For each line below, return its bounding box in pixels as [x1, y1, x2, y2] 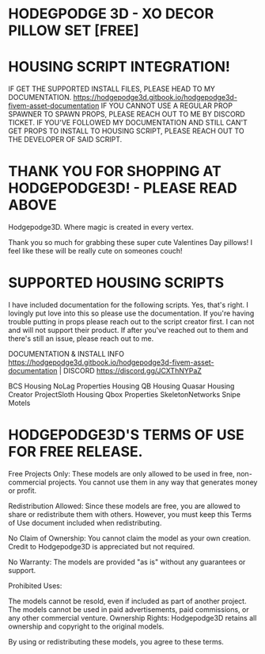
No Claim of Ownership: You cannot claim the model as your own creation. [8, 533, 252, 543]
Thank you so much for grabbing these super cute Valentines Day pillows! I [8, 238, 253, 247]
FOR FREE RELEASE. [8, 443, 143, 461]
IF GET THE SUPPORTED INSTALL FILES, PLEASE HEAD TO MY [8, 84, 216, 94]
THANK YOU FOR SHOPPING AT [8, 163, 221, 181]
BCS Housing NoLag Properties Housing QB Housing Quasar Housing [8, 381, 235, 391]
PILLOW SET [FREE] [8, 21, 140, 40]
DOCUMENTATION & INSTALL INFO [8, 350, 125, 358]
